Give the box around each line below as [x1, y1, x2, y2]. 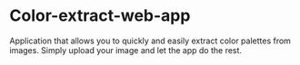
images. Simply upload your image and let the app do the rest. [9, 44, 243, 55]
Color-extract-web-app [9, 5, 191, 26]
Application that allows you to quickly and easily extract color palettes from [9, 35, 291, 46]
